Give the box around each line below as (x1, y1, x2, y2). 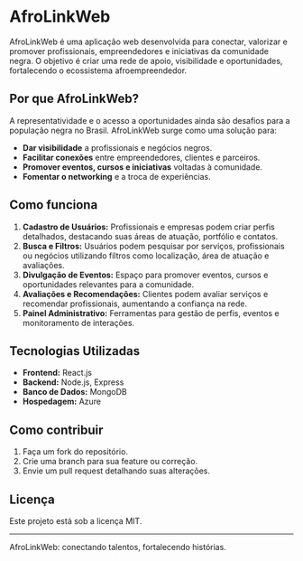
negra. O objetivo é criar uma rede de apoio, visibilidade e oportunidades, (9, 55, 283, 66)
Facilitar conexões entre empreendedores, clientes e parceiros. (22, 152, 261, 163)
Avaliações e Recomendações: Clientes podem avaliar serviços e (22, 288, 269, 299)
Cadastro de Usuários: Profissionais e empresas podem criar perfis (22, 221, 275, 232)
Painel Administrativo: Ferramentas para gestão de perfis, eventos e (22, 307, 280, 318)
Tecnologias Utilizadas (9, 343, 141, 359)
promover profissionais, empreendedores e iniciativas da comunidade (9, 45, 269, 56)
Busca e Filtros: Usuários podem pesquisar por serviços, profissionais (22, 240, 286, 251)
